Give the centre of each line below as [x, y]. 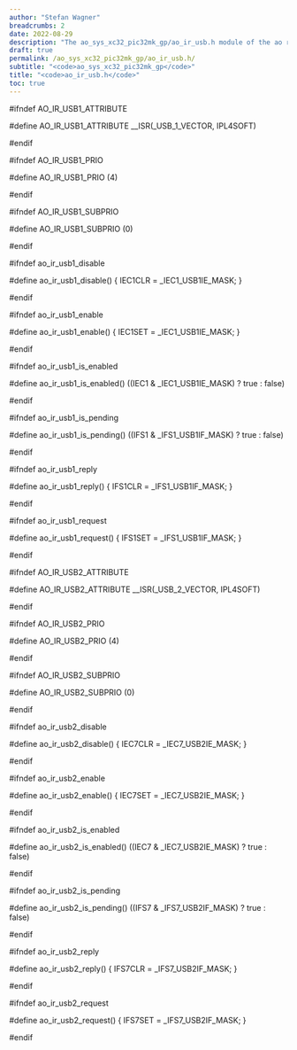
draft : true [31, 51]
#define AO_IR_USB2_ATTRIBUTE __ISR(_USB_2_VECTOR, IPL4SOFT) [135, 589]
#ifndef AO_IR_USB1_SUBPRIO [64, 211]
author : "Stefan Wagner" [55, 17]
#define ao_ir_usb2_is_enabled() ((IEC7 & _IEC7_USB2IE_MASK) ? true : [138, 846]
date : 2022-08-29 [41, 34]
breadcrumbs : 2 [37, 26]
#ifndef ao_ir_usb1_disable [57, 263]
